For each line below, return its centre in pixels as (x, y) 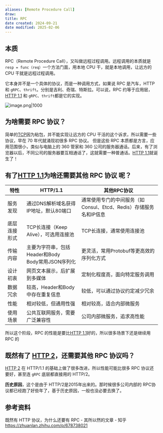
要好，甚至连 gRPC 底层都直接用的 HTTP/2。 (49, 374)
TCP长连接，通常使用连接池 (113, 231)
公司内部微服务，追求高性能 (113, 316)
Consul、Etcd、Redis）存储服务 (118, 207)
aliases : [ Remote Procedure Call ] (40, 9)
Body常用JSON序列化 (51, 262)
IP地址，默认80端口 (49, 211)
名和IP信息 (93, 214)
